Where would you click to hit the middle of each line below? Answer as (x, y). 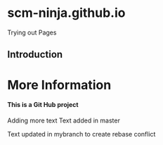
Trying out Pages (32, 32)
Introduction (35, 55)
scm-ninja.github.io (66, 13)
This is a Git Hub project (43, 105)
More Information (59, 85)
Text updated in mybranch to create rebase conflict (81, 134)
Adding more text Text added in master (64, 120)
